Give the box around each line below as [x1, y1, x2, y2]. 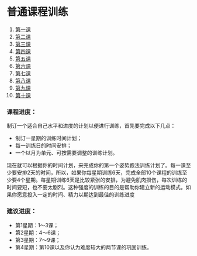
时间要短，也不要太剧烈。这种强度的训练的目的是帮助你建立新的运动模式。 [6, 184, 186, 191]
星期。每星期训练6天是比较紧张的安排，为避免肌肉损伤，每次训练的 [25, 176, 188, 183]
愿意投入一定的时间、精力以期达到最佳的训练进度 [16, 191, 135, 198]
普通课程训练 [6, 5, 69, 19]
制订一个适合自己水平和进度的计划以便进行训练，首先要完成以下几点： [6, 122, 176, 129]
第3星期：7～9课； [15, 236, 61, 243]
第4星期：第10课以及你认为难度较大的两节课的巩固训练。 [15, 244, 153, 251]
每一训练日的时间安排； [15, 142, 72, 149]
